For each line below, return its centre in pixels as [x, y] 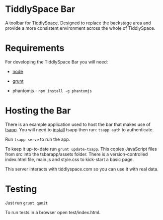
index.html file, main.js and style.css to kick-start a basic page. [70, 159]
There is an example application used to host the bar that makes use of [78, 124]
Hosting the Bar [38, 111]
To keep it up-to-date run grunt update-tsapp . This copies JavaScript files [81, 149]
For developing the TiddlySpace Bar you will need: [57, 62]
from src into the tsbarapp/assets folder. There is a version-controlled [77, 154]
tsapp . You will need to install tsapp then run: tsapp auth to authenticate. [80, 129]
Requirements [35, 48]
